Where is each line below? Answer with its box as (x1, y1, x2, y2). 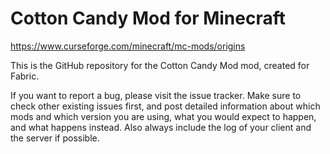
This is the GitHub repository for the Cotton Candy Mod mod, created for (10, 59, 310, 71)
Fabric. (10, 70, 40, 82)
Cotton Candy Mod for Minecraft (10, 7, 286, 30)
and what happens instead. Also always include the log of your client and (10, 121, 312, 133)
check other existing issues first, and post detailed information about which (10, 100, 321, 112)
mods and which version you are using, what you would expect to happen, (10, 110, 317, 122)
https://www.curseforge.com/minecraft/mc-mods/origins (10, 40, 246, 52)
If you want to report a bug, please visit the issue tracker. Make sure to (10, 89, 302, 101)
